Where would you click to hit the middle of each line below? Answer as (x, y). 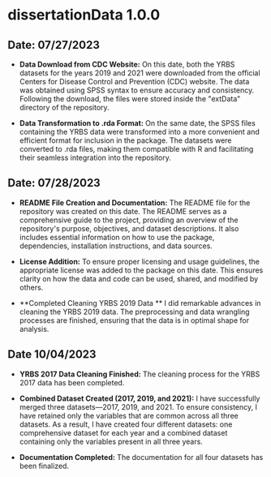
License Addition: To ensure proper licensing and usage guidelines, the (140, 261)
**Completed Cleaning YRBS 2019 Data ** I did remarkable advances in (140, 303)
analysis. (34, 329)
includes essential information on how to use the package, (117, 237)
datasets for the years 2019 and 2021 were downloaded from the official (140, 73)
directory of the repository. (65, 107)
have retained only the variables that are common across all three (129, 415)
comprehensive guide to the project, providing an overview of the (129, 220)
